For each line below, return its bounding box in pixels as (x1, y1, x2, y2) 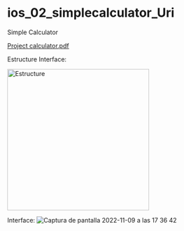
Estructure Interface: (7, 54, 67, 64)
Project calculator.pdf (7, 41, 69, 50)
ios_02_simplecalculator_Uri (7, 5, 175, 21)
